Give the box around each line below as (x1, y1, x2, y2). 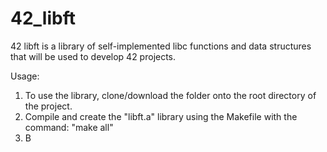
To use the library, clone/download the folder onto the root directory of (24, 89, 317, 101)
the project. (24, 100, 73, 112)
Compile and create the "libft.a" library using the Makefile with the (24, 110, 298, 122)
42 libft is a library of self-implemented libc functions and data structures (10, 40, 312, 52)
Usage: (10, 70, 40, 82)
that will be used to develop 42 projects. (10, 50, 177, 62)
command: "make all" (24, 121, 114, 133)
